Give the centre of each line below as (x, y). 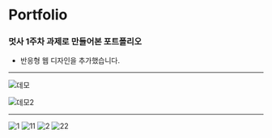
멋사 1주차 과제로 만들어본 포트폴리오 (75, 42)
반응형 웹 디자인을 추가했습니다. (70, 61)
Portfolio (38, 15)
